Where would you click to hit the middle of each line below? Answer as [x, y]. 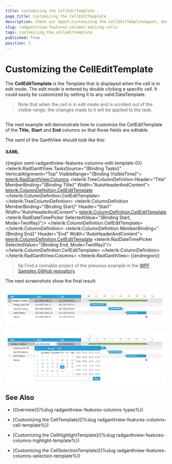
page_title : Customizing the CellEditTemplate [56, 16]
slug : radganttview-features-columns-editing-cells [61, 27]
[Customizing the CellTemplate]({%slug [54, 420]
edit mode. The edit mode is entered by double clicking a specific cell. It [81, 89]
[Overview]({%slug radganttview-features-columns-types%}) [78, 410]
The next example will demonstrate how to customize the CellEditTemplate [84, 125]
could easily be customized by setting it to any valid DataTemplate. [76, 94]
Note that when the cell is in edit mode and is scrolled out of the [85, 104]
